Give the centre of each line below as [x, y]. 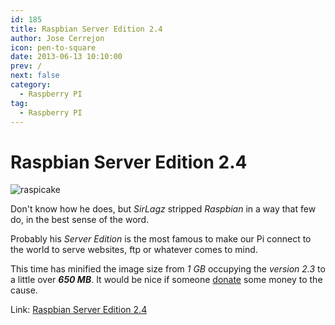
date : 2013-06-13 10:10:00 [66, 57]
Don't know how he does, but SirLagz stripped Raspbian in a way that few [163, 209]
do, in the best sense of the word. [80, 220]
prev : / [26, 66]
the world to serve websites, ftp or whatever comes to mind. [134, 250]
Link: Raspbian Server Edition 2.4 [79, 310]
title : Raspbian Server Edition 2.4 [86, 29]
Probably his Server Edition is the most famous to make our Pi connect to [161, 239]
